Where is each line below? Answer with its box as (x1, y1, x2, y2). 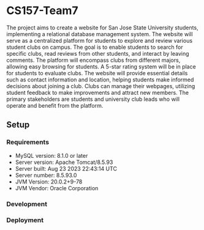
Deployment (6, 216, 44, 224)
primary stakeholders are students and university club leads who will (6, 95, 180, 103)
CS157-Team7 (6, 4, 78, 18)
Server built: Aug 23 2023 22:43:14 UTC (15, 165, 118, 172)
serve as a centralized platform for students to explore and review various (6, 37, 193, 44)
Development (6, 199, 48, 208)
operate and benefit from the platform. (6, 102, 104, 109)
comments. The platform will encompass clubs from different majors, (6, 56, 181, 64)
